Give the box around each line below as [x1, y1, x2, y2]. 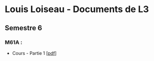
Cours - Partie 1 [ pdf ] [12, 50, 57, 56]
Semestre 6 [5, 24, 42, 32]
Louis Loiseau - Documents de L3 [5, 4, 149, 15]
